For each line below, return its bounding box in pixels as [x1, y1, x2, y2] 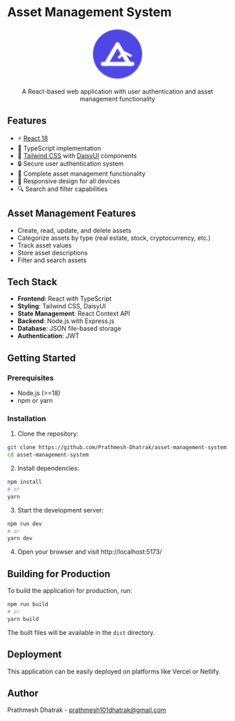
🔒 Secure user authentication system [17, 159, 124, 168]
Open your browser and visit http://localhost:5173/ [17, 548, 162, 556]
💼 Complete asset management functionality [17, 169, 145, 178]
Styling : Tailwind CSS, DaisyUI [17, 302, 106, 310]
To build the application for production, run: [7, 587, 133, 595]
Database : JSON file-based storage [17, 324, 122, 333]
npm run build [7, 601, 49, 608]
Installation [7, 413, 47, 423]
